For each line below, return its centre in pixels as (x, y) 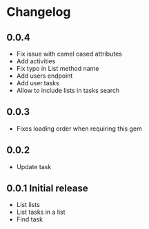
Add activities (36, 61)
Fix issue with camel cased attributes (69, 54)
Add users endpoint (44, 76)
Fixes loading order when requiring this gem (79, 129)
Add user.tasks (38, 83)
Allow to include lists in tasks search (68, 90)
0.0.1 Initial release (47, 189)
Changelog (39, 12)
